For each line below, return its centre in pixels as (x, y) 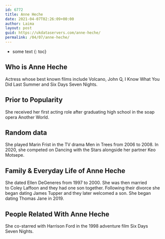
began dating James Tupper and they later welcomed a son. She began (78, 193)
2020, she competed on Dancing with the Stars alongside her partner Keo (81, 150)
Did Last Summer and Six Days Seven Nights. (51, 84)
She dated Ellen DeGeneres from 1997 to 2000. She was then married (76, 183)
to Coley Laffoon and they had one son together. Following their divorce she (82, 188)
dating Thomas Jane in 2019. (35, 198)
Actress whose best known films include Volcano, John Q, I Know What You (82, 79)
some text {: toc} (29, 51)
